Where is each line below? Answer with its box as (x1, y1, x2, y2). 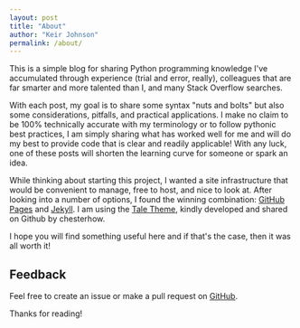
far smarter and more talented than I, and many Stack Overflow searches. (9, 82, 283, 93)
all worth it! (9, 240, 52, 251)
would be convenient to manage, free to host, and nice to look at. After (9, 184, 273, 195)
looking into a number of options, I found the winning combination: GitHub (9, 194, 286, 205)
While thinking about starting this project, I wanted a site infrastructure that (9, 175, 289, 186)
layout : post (9, 13, 59, 23)
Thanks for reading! (9, 308, 83, 319)
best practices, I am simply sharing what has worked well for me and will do (9, 128, 292, 140)
